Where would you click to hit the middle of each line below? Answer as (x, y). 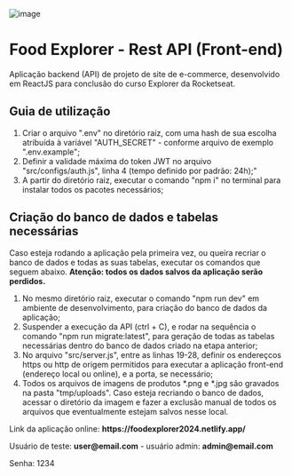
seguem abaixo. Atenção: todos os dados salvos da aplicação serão (136, 272)
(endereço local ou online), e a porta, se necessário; (117, 374)
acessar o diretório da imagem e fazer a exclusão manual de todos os (149, 402)
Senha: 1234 (32, 463)
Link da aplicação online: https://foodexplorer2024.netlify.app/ (127, 428)
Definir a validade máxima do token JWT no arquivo (117, 161)
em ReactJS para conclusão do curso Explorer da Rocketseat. (122, 83)
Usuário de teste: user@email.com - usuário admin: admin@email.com (141, 446)
